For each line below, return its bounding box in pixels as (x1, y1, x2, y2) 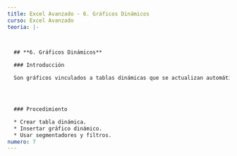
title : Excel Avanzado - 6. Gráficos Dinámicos (7, 10, 150, 18)
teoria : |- (7, 23, 39, 30)
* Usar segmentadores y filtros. (13, 131, 112, 138)
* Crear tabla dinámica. (13, 118, 87, 126)
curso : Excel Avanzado (7, 17, 74, 24)
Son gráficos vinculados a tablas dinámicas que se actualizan (13, 75, 203, 82)
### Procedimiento (13, 106, 68, 113)
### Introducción (13, 61, 65, 69)
